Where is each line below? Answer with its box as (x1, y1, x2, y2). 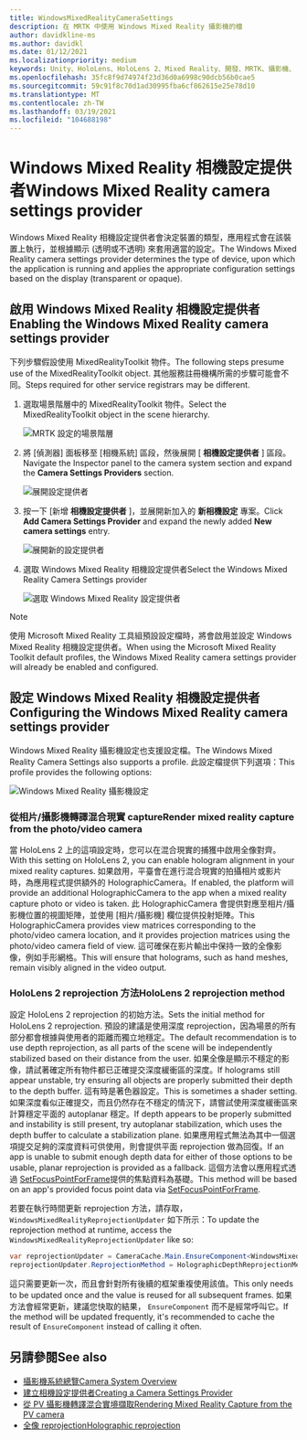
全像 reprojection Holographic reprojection (22, 1419, 181, 1431)
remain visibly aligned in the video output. (9, 962, 167, 973)
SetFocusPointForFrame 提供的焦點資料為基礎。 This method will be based (19, 1174, 298, 1185)
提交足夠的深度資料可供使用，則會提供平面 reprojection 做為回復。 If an (16, 1141, 285, 1152)
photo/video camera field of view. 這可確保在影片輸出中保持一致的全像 (9, 940, 274, 951)
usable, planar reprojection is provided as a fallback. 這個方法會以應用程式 (9, 1162, 289, 1173)
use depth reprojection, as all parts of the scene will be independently (9, 1042, 272, 1053)
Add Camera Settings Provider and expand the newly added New (22, 516, 272, 527)
